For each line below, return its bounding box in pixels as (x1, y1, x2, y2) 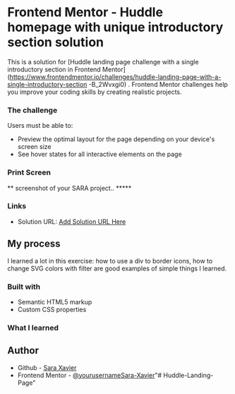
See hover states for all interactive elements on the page (17, 150, 182, 159)
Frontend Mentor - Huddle (7, 4, 164, 20)
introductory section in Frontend (7, 65, 101, 73)
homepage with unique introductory (7, 19, 224, 35)
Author (7, 345, 39, 357)
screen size (17, 143, 52, 151)
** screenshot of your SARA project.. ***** (7, 184, 132, 192)
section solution (7, 35, 104, 50)
